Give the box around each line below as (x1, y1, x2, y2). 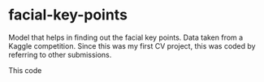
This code (8, 65, 42, 75)
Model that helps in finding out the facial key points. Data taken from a (8, 32, 244, 42)
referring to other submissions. (8, 50, 112, 59)
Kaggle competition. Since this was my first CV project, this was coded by (8, 41, 256, 50)
